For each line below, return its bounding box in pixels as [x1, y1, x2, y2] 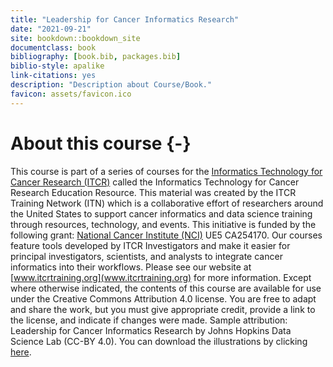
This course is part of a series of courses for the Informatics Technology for [10, 165, 323, 177]
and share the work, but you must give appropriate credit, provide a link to [10, 303, 316, 315]
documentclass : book [10, 42, 97, 53]
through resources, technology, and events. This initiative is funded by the [10, 218, 317, 230]
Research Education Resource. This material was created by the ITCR [10, 186, 297, 198]
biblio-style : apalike [10, 61, 105, 71]
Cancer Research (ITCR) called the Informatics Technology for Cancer [10, 176, 300, 188]
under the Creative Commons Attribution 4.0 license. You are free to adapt [10, 292, 317, 305]
